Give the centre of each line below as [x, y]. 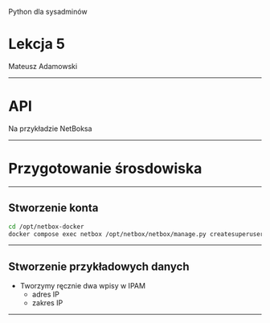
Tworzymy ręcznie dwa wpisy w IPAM [83, 286]
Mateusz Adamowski [43, 66]
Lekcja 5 [37, 44]
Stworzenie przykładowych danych [99, 266]
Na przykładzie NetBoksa [50, 129]
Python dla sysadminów [48, 12]
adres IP [46, 294]
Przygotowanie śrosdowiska [105, 169]
